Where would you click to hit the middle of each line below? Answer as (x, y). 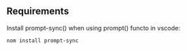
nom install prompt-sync (43, 41)
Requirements (38, 11)
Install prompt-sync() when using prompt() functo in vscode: (93, 28)
